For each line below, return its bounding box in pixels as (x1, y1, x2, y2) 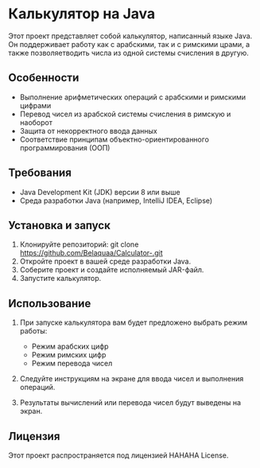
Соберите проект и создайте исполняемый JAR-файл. (19, 265, 204, 275)
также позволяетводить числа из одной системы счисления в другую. (8, 48, 249, 57)
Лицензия (8, 429, 60, 443)
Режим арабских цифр (31, 341, 109, 351)
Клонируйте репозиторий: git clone (19, 240, 139, 249)
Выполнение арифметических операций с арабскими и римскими (19, 92, 246, 102)
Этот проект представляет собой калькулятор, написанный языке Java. (8, 31, 253, 41)
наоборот (19, 117, 53, 127)
